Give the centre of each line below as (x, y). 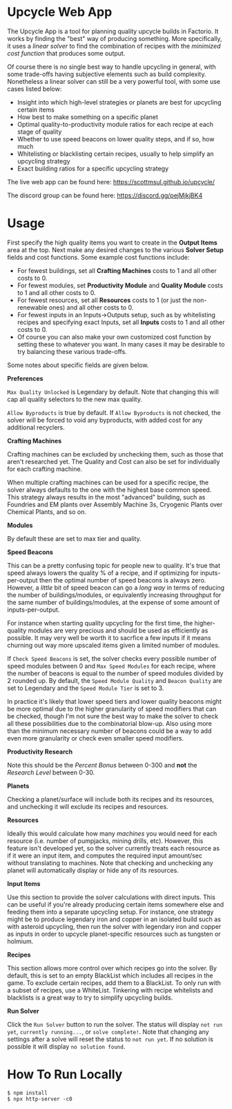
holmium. (20, 941)
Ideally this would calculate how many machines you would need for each (112, 833)
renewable (32, 307)
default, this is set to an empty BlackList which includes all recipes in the (110, 975)
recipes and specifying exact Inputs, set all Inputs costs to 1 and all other (121, 322)
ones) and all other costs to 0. (91, 307)
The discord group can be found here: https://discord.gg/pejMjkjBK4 (105, 195)
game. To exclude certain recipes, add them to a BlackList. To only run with (114, 983)
